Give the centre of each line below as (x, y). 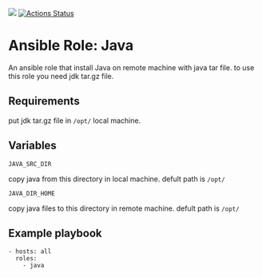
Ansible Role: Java (71, 46)
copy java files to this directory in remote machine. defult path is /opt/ (124, 208)
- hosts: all (30, 251)
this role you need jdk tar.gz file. (61, 76)
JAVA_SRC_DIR (30, 164)
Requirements (44, 101)
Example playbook (55, 233)
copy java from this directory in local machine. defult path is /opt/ (117, 179)
